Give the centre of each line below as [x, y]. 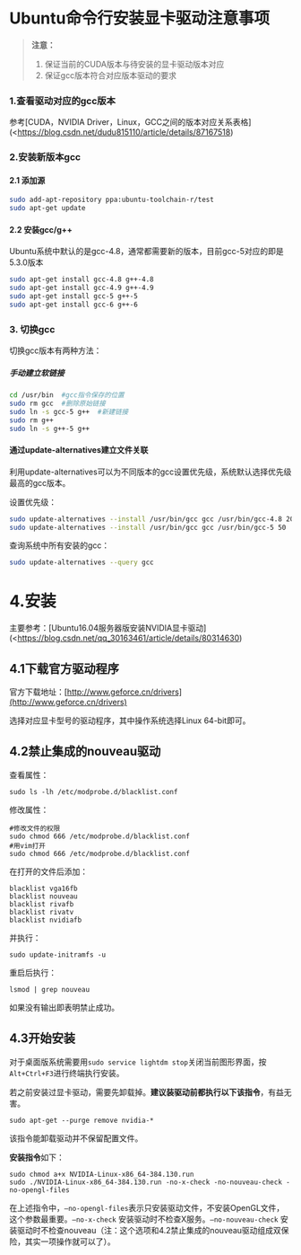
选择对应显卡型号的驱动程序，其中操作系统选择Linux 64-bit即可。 [130, 720]
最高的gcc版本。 [40, 482]
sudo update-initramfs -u [57, 955]
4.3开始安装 [43, 1038]
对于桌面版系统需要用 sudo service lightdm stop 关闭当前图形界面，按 [138, 1062]
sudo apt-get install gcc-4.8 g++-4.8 [82, 279]
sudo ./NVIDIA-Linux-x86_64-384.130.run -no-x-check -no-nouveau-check [146, 1182]
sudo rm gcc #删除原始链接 [57, 403]
